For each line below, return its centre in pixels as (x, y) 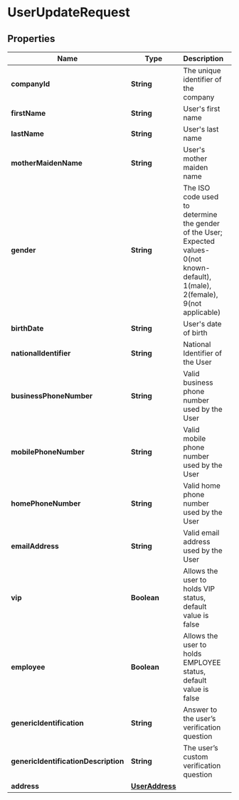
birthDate (27, 328)
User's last (201, 129)
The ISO (197, 188)
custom (196, 757)
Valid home (202, 486)
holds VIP (199, 589)
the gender (202, 223)
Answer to (200, 710)
